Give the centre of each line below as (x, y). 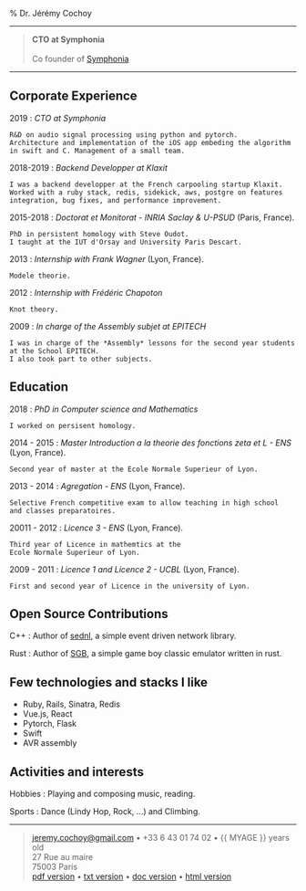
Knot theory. (34, 309)
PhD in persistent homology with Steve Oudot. (99, 234)
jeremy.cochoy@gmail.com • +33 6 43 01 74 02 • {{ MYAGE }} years (160, 838)
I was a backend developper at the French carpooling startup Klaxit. (146, 184)
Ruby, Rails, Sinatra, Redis (71, 704)
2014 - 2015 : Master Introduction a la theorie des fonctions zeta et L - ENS (150, 443)
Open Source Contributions (89, 614)
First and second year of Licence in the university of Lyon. (130, 586)
